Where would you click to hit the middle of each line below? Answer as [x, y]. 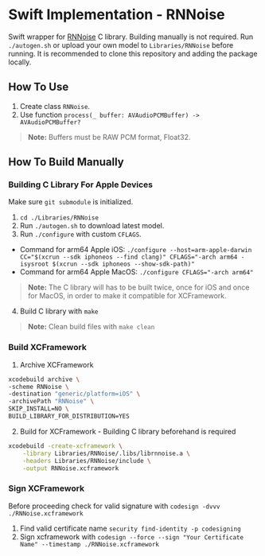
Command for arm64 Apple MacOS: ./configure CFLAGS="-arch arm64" [136, 272]
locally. [20, 62]
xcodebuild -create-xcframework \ [66, 446]
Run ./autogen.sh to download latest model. [92, 226]
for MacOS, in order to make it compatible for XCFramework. [127, 296]
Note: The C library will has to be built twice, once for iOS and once [138, 287]
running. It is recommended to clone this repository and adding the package [133, 53]
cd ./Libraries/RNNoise [59, 218]
